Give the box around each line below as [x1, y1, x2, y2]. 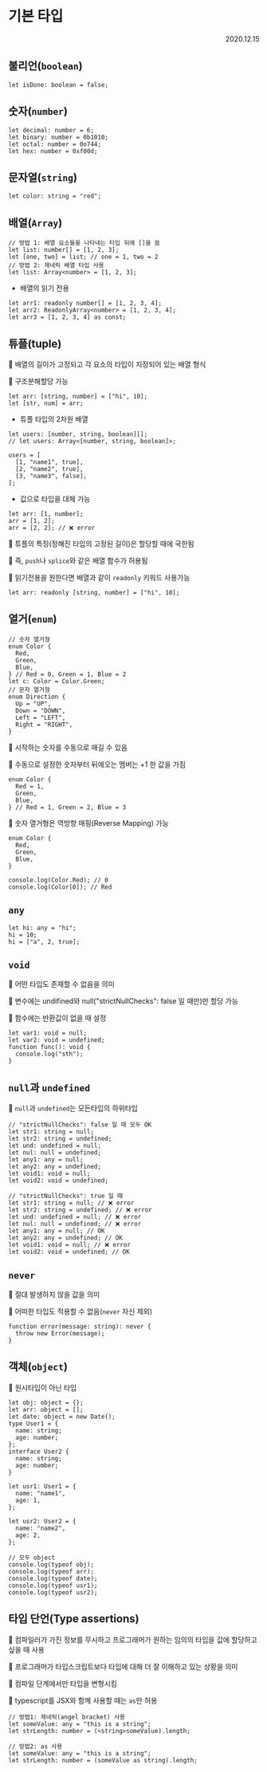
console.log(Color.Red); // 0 [8, 876, 109, 884]
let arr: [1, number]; [8, 510, 84, 518]
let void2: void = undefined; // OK [8, 1248, 130, 1256]
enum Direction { [8, 693, 66, 701]
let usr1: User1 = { [8, 1482, 77, 1491]
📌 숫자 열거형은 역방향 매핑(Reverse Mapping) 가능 [8, 818, 169, 827]
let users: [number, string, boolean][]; [8, 430, 148, 438]
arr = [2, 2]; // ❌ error [8, 524, 96, 532]
